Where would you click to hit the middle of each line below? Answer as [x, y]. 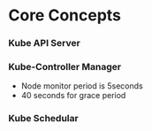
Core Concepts [65, 15]
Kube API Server [44, 43]
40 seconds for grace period [73, 96]
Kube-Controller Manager [65, 67]
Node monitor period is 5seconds [82, 86]
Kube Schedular [43, 119]
